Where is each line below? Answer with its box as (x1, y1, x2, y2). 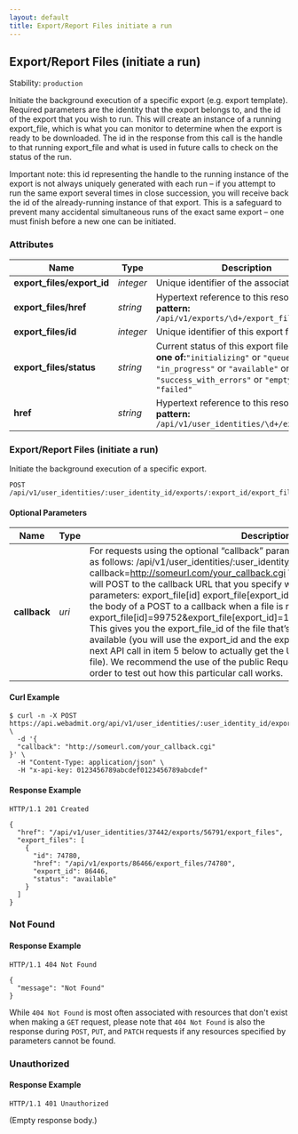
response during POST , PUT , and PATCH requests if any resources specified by (9, 1025, 286, 1036)
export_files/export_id (13, 277, 109, 289)
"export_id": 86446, (32, 866, 109, 876)
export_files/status (13, 361, 96, 374)
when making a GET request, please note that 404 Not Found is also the (9, 1016, 266, 1027)
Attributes (9, 238, 54, 251)
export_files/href (13, 301, 87, 313)
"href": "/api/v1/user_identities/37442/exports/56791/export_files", (17, 828, 284, 837)
